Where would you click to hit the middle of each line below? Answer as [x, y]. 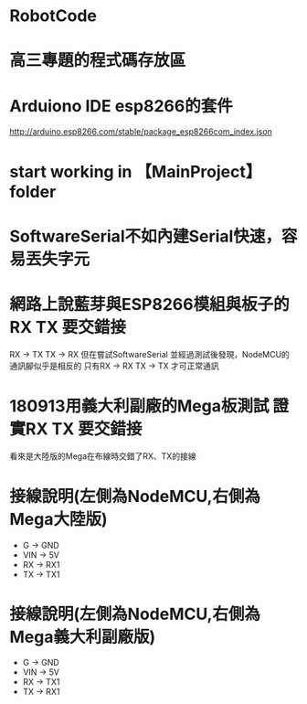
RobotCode [53, 16]
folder [33, 192]
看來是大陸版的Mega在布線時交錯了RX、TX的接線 [103, 456]
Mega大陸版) [58, 519]
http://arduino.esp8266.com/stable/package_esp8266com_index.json [141, 132]
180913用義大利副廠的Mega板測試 [139, 405]
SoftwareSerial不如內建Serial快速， [145, 236]
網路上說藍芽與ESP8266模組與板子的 [149, 304]
